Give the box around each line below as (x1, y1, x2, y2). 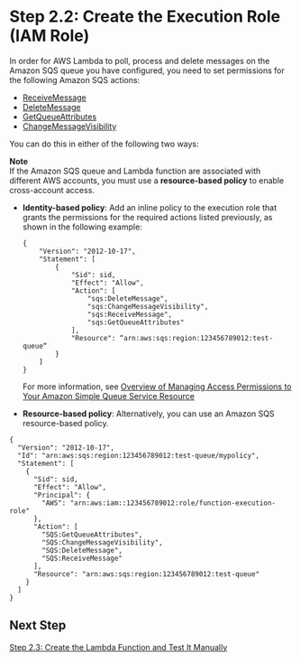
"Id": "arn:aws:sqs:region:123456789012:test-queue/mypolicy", (17, 451, 260, 460)
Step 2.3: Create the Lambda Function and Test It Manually (9, 641, 228, 652)
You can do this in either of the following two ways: (9, 138, 200, 149)
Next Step (9, 618, 67, 633)
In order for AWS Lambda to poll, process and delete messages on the (9, 55, 270, 66)
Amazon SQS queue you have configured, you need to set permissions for (9, 65, 286, 76)
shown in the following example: (22, 221, 142, 232)
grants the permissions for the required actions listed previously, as (22, 211, 273, 222)
